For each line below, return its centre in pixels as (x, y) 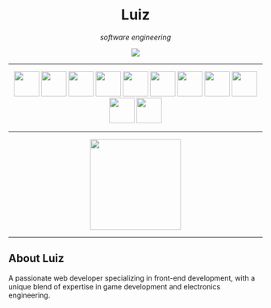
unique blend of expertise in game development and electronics (115, 286)
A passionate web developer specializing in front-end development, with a (132, 278)
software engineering (135, 37)
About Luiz (36, 258)
